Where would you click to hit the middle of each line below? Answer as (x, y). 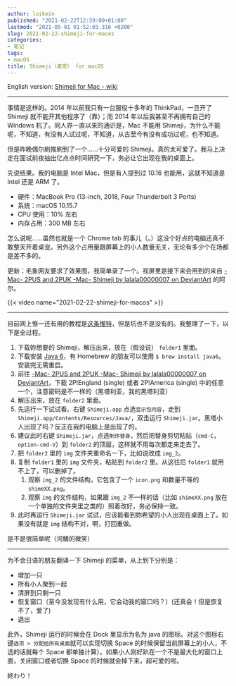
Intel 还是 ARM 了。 (35, 181)
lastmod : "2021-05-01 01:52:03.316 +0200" (70, 27)
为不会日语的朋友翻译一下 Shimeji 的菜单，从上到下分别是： (93, 560)
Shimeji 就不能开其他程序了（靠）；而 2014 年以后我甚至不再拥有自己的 (109, 116)
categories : (25, 40)
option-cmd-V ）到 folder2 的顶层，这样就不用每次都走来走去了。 (111, 444)
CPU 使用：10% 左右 (47, 214)
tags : (15, 54)
